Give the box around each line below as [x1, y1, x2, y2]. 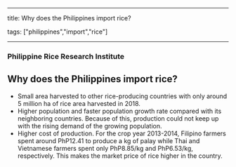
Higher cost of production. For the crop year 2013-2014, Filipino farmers [17, 129, 226, 138]
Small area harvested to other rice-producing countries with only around [17, 92, 228, 100]
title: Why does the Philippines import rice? [7, 14, 131, 22]
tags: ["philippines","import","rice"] [7, 27, 108, 36]
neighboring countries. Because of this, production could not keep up [17, 114, 219, 123]
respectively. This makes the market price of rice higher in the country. [17, 152, 223, 160]
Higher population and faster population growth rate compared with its [17, 107, 222, 115]
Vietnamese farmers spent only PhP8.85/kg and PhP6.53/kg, [17, 144, 193, 152]
